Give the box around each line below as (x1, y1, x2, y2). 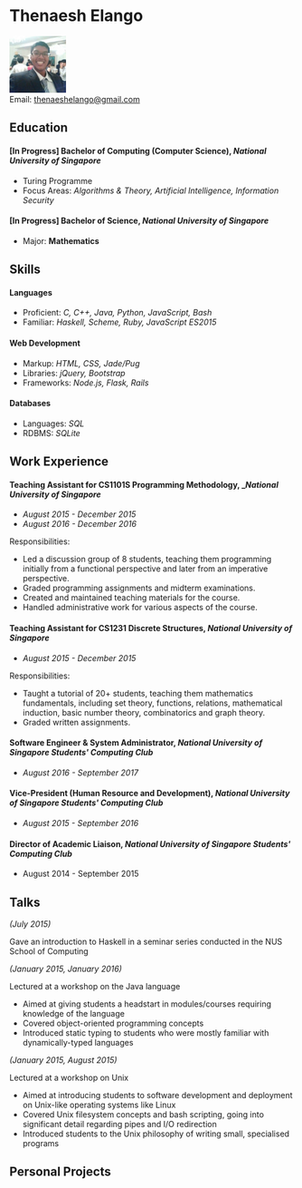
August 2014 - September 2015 (22, 868, 139, 880)
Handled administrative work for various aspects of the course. (22, 602, 258, 613)
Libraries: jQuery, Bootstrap (22, 367, 126, 378)
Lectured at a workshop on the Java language (9, 980, 181, 991)
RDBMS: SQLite (22, 427, 81, 438)
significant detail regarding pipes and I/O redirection (22, 1118, 217, 1129)
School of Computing (9, 945, 89, 957)
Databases (9, 398, 52, 409)
